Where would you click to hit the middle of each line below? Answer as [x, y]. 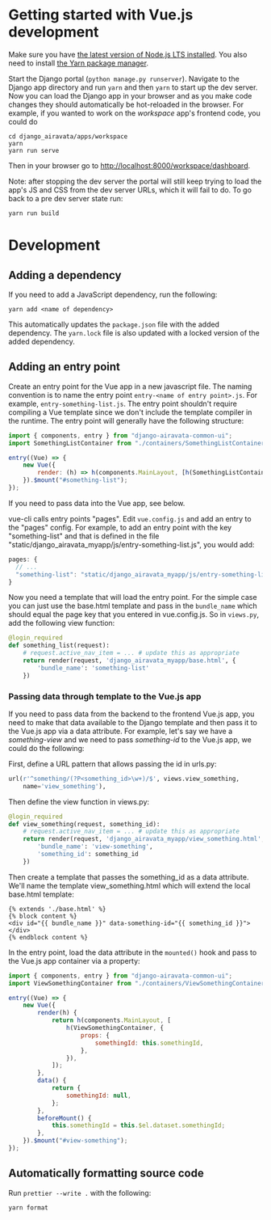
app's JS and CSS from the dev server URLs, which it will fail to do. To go [130, 190]
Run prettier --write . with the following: [80, 1193]
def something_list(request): [59, 646]
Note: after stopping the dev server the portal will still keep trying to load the [135, 181]
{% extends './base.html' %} [57, 909]
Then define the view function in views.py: [79, 801]
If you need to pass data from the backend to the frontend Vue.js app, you [131, 714]
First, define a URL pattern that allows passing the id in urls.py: [113, 764]
